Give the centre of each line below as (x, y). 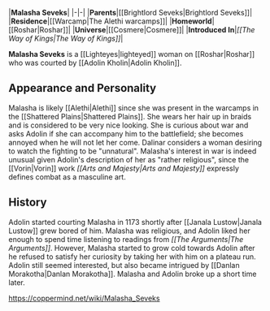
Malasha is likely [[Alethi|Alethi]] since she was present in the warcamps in (133, 108)
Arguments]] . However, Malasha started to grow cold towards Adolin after (132, 248)
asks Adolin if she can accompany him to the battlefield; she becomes (126, 133)
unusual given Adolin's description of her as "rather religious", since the (129, 159)
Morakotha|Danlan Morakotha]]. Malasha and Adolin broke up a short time (133, 274)
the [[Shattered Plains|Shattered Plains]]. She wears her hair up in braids (130, 116)
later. (17, 282)
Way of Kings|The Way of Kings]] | (66, 38)
